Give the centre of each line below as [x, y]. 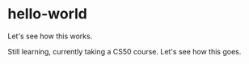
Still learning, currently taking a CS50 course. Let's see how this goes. [124, 51]
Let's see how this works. [50, 36]
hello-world [48, 14]
